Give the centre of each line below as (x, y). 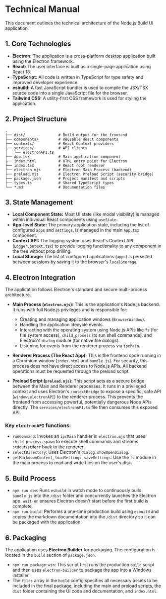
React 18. (22, 72)
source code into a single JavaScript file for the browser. (70, 93)
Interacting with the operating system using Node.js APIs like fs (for (89, 330)
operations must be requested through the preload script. (71, 371)
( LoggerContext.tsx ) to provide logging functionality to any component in (87, 246)
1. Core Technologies (38, 44)
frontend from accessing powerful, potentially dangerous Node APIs (82, 402)
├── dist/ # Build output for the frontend (66, 135)
